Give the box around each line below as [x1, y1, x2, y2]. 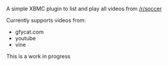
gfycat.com [15, 28, 44, 35]
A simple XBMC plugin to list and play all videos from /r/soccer [6, 5, 162, 12]
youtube [15, 35, 36, 41]
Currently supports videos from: [6, 17, 86, 23]
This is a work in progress [6, 53, 71, 59]
